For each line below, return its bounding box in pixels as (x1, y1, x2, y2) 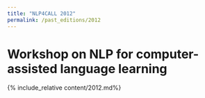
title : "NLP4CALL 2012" (7, 10, 76, 17)
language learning (60, 61, 168, 77)
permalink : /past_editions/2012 (7, 17, 101, 23)
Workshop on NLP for (7, 46, 133, 62)
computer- (136, 46, 199, 62)
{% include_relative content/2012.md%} (7, 84, 122, 92)
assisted (7, 61, 58, 77)
